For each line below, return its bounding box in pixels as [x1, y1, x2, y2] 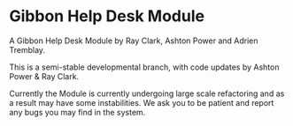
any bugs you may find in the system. [9, 107, 146, 117]
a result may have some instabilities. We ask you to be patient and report [9, 97, 274, 107]
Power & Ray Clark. [9, 70, 80, 81]
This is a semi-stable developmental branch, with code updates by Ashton [9, 62, 280, 72]
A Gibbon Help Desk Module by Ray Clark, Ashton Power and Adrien [9, 35, 258, 46]
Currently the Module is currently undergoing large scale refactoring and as [9, 88, 285, 99]
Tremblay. [9, 44, 46, 55]
